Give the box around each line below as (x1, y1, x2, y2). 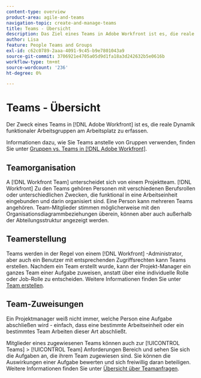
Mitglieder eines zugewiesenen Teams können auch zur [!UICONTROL (6, 339, 180, 346)
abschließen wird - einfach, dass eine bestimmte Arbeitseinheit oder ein (6, 321, 184, 328)
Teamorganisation (6, 162, 76, 173)
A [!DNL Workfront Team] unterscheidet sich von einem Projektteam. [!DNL (6, 179, 192, 186)
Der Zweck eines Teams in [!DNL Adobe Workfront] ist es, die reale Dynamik (6, 121, 195, 128)
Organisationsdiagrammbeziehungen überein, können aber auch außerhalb (6, 210, 192, 217)
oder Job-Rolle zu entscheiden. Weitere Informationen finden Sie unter (6, 275, 181, 282)
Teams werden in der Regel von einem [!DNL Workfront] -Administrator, (6, 250, 183, 257)
